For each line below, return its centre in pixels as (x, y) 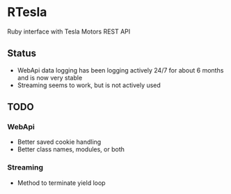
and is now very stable (50, 77)
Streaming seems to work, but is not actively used (89, 85)
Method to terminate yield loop (61, 183)
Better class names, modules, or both (71, 149)
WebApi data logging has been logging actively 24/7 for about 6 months (120, 70)
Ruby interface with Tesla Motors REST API (69, 31)
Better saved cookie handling (59, 142)
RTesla (27, 12)
